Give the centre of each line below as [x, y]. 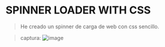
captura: [30, 38]
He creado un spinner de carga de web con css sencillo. [90, 26]
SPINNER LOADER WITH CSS [78, 10]
